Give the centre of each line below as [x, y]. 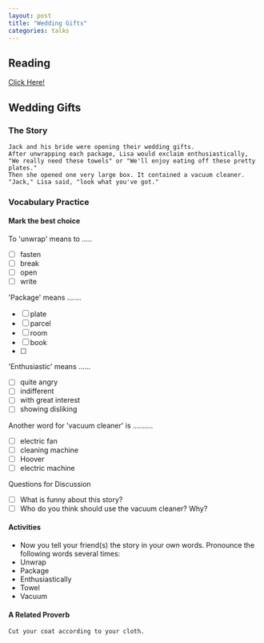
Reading [29, 63]
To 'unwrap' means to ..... [50, 239]
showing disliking [48, 409]
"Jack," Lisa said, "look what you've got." [84, 182]
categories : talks [39, 30]
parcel [40, 324]
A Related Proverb [39, 614]
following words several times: [70, 554]
